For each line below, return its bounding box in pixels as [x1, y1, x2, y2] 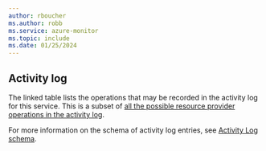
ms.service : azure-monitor [8, 27, 99, 35]
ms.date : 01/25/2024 [8, 42, 78, 50]
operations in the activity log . [8, 109, 104, 119]
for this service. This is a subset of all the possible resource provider [8, 101, 235, 111]
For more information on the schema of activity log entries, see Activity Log [8, 125, 259, 135]
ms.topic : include [8, 34, 70, 43]
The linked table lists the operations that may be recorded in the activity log [8, 92, 259, 102]
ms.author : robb [8, 19, 63, 27]
